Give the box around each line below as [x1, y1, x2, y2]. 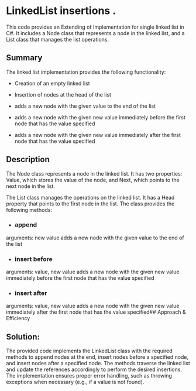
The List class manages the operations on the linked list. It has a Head [6, 194, 175, 201]
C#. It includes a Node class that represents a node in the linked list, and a [6, 29, 185, 36]
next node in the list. [6, 183, 56, 190]
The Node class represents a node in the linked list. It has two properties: [6, 170, 183, 177]
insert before [14, 255, 53, 263]
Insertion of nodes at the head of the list [14, 91, 112, 98]
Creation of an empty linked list [14, 80, 90, 87]
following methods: [6, 206, 53, 213]
